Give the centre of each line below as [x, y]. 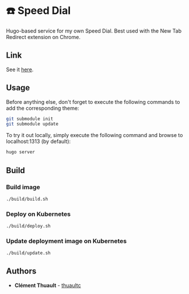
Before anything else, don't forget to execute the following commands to [93, 101]
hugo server [20, 152]
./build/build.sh [27, 199]
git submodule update [32, 124]
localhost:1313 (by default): [38, 141]
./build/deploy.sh [28, 226]
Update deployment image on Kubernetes [66, 241]
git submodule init [30, 119]
